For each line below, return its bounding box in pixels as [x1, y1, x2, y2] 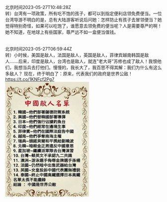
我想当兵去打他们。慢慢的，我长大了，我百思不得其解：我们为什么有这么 [13, 65, 162, 70]
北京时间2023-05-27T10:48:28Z [5, 4, 71, 10]
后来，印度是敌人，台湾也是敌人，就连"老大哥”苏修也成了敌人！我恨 [18, 59, 158, 64]
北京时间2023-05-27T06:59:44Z [5, 46, 72, 52]
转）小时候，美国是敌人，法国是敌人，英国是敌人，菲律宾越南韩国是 [5, 52, 145, 58]
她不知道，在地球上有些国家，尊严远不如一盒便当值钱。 [5, 29, 118, 35]
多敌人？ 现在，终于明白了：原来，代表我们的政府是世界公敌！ [5, 71, 133, 76]
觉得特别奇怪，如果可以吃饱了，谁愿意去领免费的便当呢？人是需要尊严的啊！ [5, 23, 162, 29]
